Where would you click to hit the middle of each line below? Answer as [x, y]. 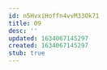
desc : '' [23, 31]
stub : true [27, 53]
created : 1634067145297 [49, 46]
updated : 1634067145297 [49, 38]
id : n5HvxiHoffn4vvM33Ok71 [54, 16]
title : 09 [25, 23]
